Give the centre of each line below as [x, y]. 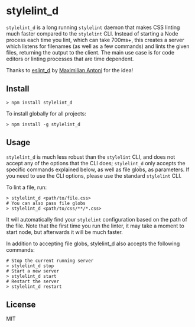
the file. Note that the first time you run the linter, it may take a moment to [95, 226]
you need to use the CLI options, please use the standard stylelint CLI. [94, 175]
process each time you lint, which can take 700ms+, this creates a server [95, 40]
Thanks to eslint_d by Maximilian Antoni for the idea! [70, 70]
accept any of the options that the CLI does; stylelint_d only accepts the [96, 163]
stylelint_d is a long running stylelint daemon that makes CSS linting [93, 27]
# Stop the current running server [50, 261]
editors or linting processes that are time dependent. [70, 59]
